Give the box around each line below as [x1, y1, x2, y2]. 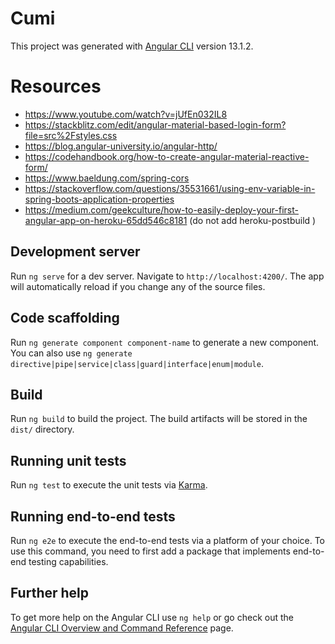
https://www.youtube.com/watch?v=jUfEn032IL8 [24, 108, 228, 120]
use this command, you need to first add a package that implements [10, 545, 291, 557]
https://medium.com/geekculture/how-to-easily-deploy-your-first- [24, 203, 299, 216]
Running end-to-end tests [10, 508, 176, 525]
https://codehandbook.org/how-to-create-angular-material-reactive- [24, 150, 310, 162]
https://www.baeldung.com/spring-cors [24, 172, 190, 184]
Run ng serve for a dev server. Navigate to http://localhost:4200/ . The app [10, 270, 325, 282]
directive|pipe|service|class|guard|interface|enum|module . [10, 357, 264, 369]
